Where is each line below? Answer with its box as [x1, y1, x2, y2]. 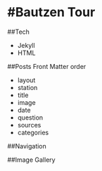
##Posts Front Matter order [7, 62, 87, 70]
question [17, 113, 44, 122]
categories [17, 128, 49, 137]
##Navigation [7, 141, 47, 150]
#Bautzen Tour [7, 4, 96, 20]
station [17, 83, 38, 91]
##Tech [7, 27, 30, 36]
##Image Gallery [7, 156, 56, 164]
